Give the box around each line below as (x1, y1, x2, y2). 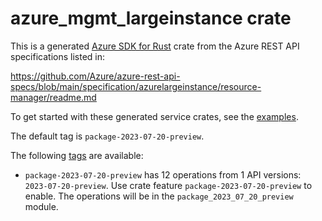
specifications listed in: (10, 50, 106, 62)
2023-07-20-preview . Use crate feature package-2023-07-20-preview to (24, 179, 313, 191)
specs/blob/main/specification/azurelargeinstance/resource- (10, 80, 262, 92)
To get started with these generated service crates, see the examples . (10, 110, 299, 122)
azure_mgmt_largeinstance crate (10, 7, 292, 30)
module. (24, 200, 59, 212)
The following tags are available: (10, 149, 144, 161)
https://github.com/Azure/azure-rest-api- (10, 70, 181, 82)
